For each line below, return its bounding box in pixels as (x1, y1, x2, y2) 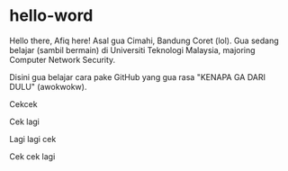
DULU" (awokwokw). (9, 81, 87, 92)
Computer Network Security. (9, 54, 116, 65)
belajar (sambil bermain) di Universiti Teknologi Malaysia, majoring (9, 44, 256, 55)
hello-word (9, 5, 94, 26)
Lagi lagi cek (9, 133, 57, 144)
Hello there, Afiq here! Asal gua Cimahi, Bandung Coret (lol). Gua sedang (9, 35, 279, 46)
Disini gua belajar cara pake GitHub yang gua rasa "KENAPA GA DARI (9, 71, 265, 82)
